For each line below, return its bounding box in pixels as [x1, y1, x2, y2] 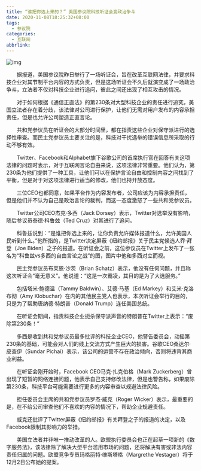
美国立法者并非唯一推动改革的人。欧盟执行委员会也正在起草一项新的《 [16, 436, 190, 443]
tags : [6, 20, 20, 26]
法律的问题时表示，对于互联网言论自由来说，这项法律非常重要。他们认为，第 [6, 161, 195, 168]
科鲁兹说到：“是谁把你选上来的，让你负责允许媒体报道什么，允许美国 [16, 229, 187, 236]
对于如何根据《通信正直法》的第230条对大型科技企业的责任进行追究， [16, 98, 190, 105]
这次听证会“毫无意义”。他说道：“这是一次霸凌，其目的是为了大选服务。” [6, 272, 181, 279]
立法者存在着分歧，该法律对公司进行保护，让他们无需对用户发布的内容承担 [11, 106, 195, 113]
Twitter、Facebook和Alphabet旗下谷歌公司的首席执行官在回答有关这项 [16, 154, 190, 161]
